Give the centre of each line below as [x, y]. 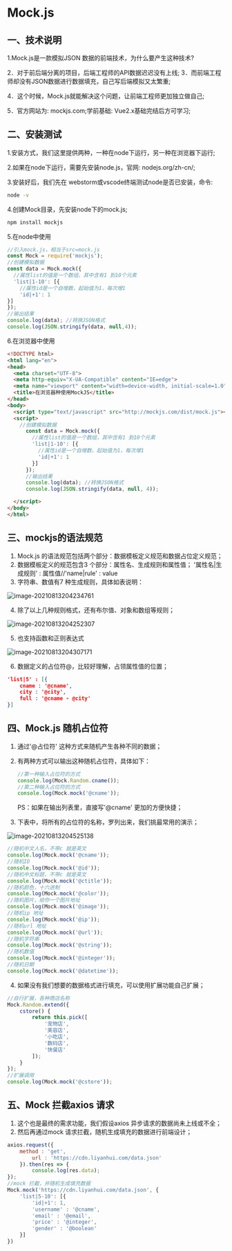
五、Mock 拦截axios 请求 [61, 1105]
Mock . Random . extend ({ [38, 1005]
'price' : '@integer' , [65, 1222]
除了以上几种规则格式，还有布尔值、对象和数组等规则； [96, 610]
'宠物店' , [57, 1024]
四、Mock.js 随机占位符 [58, 728]
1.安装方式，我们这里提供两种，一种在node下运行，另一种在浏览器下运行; [111, 152]
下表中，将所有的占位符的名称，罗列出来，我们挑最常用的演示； [108, 822]
